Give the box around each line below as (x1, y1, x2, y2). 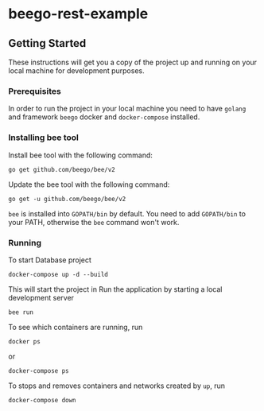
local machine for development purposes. (8, 66, 145, 76)
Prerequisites (8, 85, 61, 96)
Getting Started (8, 37, 87, 50)
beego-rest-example (8, 5, 149, 23)
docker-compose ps (8, 366, 69, 374)
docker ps (8, 337, 41, 346)
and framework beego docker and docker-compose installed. (8, 112, 200, 122)
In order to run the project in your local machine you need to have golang (8, 104, 247, 114)
